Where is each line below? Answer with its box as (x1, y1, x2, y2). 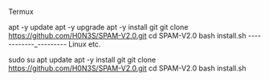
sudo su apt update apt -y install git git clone (8, 55, 157, 64)
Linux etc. (67, 39, 101, 49)
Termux (8, 7, 34, 16)
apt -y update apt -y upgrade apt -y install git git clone (8, 22, 189, 31)
